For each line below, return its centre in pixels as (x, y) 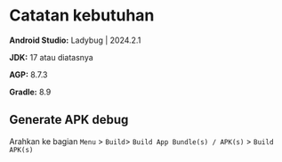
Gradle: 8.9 (30, 92)
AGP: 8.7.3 (28, 74)
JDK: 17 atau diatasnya (51, 57)
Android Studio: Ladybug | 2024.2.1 (75, 40)
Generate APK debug (69, 120)
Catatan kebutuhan (82, 16)
